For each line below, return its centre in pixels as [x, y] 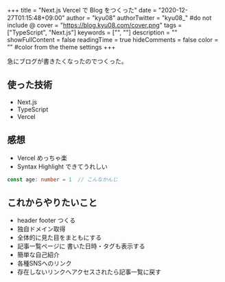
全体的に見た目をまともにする [59, 238]
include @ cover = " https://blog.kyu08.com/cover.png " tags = [95, 25]
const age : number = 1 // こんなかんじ [62, 180]
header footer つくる [46, 220]
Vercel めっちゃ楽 [42, 158]
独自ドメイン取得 [41, 229]
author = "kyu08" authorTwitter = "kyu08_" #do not [139, 18]
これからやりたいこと [52, 203]
